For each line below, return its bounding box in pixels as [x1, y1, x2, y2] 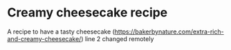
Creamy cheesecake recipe [7, 5, 168, 21]
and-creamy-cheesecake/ [7, 34, 82, 42]
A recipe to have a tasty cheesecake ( [7, 27, 115, 36]
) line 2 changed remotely [80, 34, 154, 42]
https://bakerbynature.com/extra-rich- [114, 27, 224, 36]
